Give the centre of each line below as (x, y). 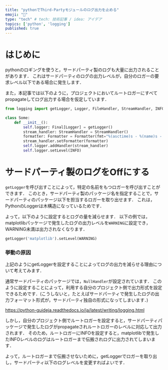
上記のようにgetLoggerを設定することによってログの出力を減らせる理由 (79, 265)
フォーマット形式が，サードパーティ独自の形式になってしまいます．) (79, 300)
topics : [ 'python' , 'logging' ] (38, 24)
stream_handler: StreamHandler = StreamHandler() (76, 132)
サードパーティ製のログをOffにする (77, 172)
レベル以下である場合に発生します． (46, 82)
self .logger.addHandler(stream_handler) (66, 146)
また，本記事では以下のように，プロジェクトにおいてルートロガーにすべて (81, 93)
